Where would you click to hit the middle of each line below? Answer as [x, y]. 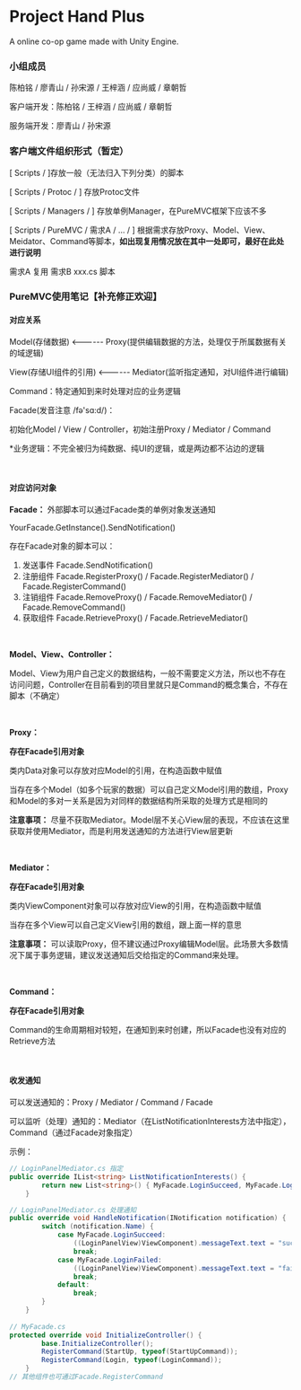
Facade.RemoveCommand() [74, 607]
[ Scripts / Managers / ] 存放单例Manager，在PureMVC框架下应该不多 [138, 211]
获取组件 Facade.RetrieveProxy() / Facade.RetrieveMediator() [135, 618]
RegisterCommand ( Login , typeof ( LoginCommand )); [132, 1360]
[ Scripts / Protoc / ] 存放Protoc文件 [75, 191]
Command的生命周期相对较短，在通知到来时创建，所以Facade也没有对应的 [148, 1029]
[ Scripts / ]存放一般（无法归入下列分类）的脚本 [97, 172]
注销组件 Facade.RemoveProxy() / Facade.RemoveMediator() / [137, 597]
